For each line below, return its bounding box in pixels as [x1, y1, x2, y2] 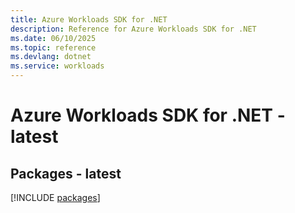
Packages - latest [10, 165, 122, 182]
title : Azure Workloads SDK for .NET [10, 14, 168, 25]
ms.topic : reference [10, 42, 97, 53]
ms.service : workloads [10, 61, 105, 71]
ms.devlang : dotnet [10, 52, 92, 62]
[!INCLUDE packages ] [10, 192, 101, 203]
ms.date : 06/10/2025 [10, 33, 97, 43]
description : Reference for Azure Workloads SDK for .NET [10, 24, 257, 34]
